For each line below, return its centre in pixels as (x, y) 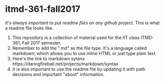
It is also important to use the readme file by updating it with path (79, 69)
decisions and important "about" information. (58, 74)
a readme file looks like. (29, 28)
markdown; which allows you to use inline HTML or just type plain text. (84, 53)
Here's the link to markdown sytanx (49, 58)
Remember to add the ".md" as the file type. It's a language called (80, 48)
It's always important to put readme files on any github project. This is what (82, 23)
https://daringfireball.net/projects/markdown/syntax (65, 64)
